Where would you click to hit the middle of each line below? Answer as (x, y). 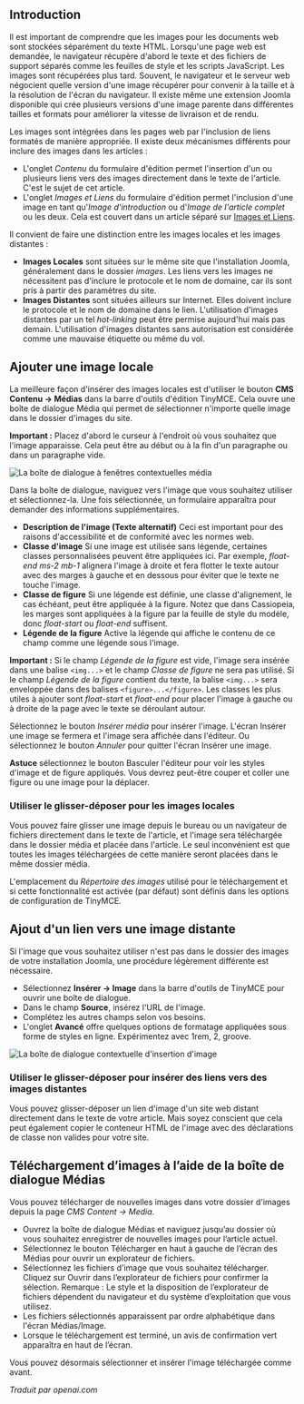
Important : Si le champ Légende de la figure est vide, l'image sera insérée (150, 660)
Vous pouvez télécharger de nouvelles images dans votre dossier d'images (150, 1202)
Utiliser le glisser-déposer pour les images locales (122, 805)
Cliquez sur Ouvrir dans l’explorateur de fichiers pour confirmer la (146, 1277)
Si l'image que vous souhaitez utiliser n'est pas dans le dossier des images (149, 951)
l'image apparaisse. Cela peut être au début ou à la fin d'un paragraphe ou (149, 445)
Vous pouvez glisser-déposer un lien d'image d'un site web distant (134, 1109)
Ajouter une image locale (82, 367)
